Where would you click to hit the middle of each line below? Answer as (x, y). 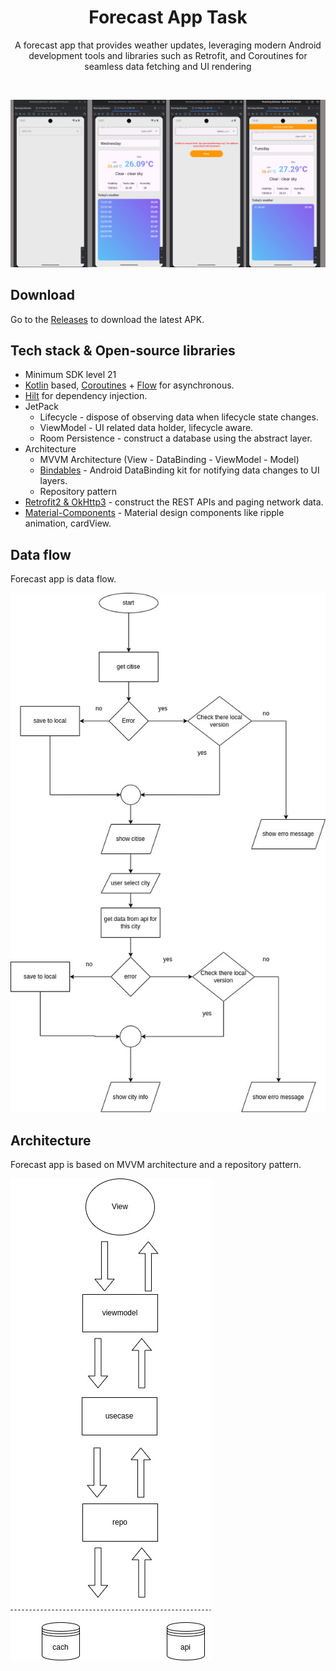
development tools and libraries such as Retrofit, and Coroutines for (168, 55)
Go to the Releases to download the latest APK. (107, 319)
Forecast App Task (168, 17)
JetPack (42, 407)
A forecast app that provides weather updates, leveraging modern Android (168, 45)
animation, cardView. (68, 523)
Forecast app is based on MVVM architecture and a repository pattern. (156, 1164)
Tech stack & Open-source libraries (123, 350)
